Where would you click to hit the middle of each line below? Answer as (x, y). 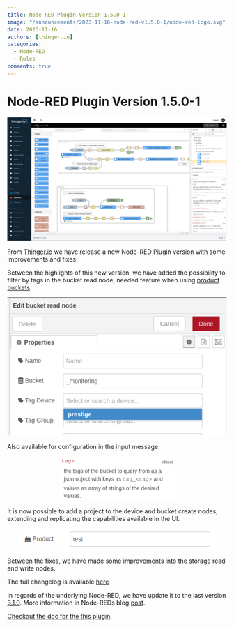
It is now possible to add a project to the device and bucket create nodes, (112, 511)
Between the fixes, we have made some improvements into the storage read (116, 561)
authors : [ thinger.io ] (40, 37)
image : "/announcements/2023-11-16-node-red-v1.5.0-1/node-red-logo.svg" (117, 22)
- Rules (25, 59)
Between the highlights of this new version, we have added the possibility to (116, 273)
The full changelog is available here (58, 582)
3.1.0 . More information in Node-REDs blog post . (76, 603)
